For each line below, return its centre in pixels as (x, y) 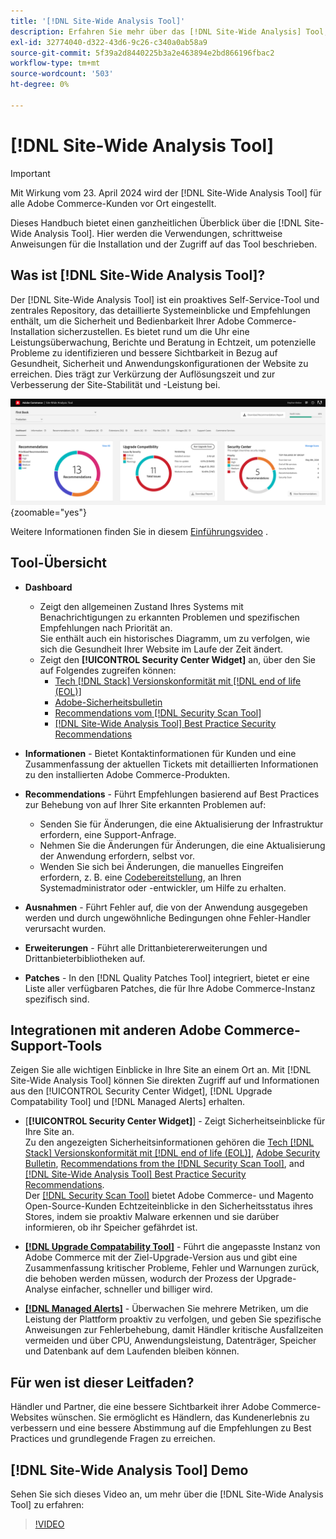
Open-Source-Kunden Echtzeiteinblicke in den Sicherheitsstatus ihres (168, 1206)
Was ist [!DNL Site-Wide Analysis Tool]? (138, 275)
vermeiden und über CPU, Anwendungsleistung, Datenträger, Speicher (170, 1341)
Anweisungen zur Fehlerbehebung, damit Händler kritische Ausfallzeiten (174, 1330)
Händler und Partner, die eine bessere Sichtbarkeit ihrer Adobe (140, 1407)
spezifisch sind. (57, 999)
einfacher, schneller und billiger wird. (136, 1289)
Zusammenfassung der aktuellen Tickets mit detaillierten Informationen (171, 764)
